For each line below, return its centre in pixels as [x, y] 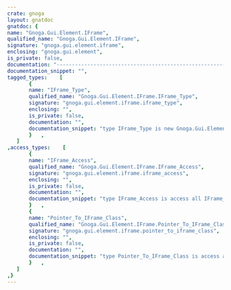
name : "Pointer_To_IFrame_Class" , [78, 218]
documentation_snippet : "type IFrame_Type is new [101, 129]
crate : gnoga [26, 13]
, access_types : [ [37, 148]
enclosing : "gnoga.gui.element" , [55, 52]
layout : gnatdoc [30, 20]
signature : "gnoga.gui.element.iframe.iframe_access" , [109, 173]
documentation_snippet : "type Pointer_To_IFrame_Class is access [124, 256]
